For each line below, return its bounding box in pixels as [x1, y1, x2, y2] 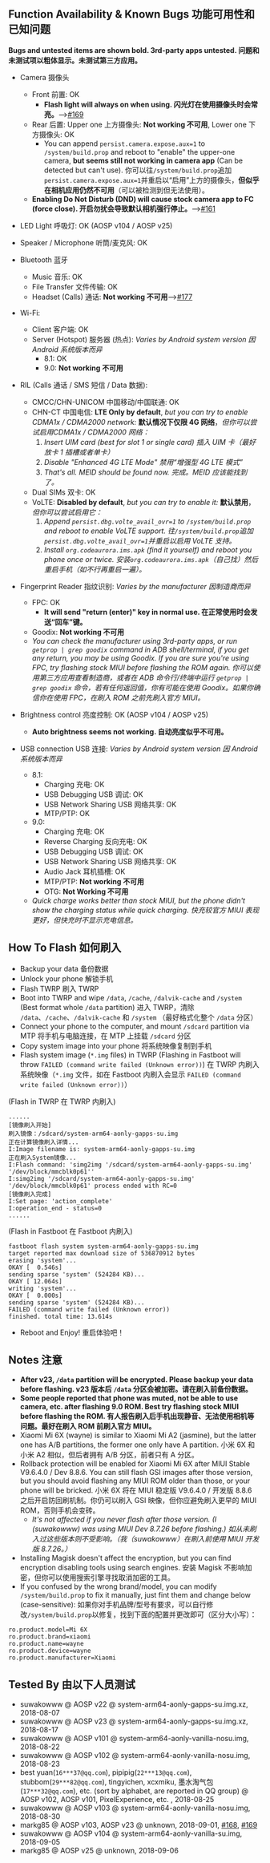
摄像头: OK [38, 129, 75, 139]
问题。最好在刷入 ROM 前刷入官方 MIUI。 [19, 1421, 156, 1431]
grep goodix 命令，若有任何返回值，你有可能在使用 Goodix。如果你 [31, 682, 254, 692]
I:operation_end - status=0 [8, 1204, 103, 1212]
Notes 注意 [8, 1353, 62, 1367]
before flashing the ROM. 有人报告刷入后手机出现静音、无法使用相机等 [19, 1412, 255, 1421]
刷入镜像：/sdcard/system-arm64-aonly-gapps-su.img [8, 1130, 179, 1138]
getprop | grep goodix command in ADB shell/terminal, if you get [31, 645, 250, 654]
